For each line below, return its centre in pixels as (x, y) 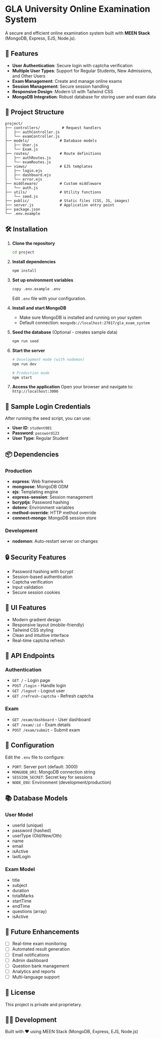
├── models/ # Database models (51, 141)
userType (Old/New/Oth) (37, 836)
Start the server (29, 350)
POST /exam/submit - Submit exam (46, 730)
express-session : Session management (52, 497)
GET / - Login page (31, 681)
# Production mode (31, 373)
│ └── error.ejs (24, 179)
